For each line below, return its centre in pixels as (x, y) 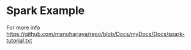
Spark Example (46, 11)
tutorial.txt (19, 40)
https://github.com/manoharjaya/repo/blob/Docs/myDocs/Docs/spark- (96, 34)
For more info (23, 27)
